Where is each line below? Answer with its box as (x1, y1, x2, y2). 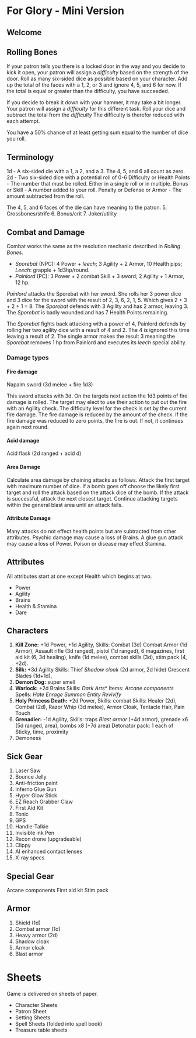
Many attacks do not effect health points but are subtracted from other (6, 527, 177, 535)
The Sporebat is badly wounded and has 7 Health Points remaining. (6, 309, 169, 316)
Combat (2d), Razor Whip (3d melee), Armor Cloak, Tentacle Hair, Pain (15, 704, 185, 711)
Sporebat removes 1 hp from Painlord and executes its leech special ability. (6, 339, 187, 346)
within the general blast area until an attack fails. (6, 501, 123, 508)
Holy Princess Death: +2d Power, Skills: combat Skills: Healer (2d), (15, 697, 177, 704)
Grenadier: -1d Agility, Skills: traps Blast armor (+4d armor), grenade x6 (15, 716, 188, 723)
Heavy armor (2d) (15, 931, 58, 938)
